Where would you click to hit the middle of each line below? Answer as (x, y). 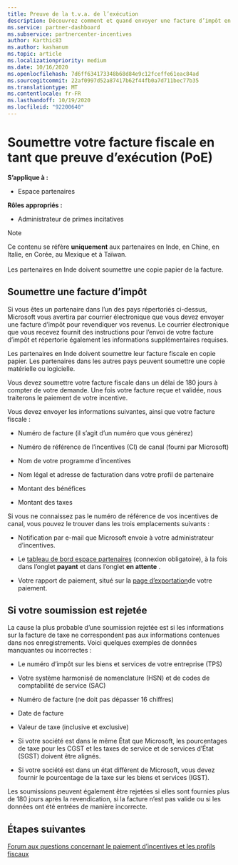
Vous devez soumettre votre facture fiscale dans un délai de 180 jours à (113, 382)
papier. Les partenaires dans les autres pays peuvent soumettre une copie (117, 361)
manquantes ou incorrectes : (50, 651)
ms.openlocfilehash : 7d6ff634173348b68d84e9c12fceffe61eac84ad (103, 74)
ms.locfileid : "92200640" (46, 107)
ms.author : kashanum (38, 47)
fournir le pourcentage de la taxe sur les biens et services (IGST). (114, 778)
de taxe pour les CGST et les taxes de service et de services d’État (116, 748)
